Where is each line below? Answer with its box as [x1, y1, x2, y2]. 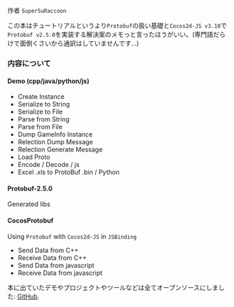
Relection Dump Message [17, 138, 94, 146]
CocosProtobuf [7, 216, 54, 225]
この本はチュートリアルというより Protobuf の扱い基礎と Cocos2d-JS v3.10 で [7, 21, 228, 30]
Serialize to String [17, 100, 70, 109]
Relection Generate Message [17, 145, 103, 154]
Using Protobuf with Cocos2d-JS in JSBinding [7, 232, 137, 240]
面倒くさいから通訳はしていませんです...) [19, 39, 139, 48]
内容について [7, 58, 51, 68]
